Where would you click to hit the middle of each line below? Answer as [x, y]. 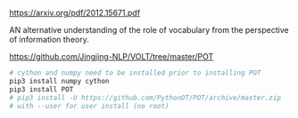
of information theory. [49, 39]
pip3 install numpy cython [59, 81]
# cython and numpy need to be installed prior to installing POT [135, 73]
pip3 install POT [41, 89]
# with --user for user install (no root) [89, 106]
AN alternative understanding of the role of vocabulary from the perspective [149, 30]
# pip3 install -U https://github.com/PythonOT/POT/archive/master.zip [145, 98]
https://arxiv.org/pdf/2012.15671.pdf [75, 13]
